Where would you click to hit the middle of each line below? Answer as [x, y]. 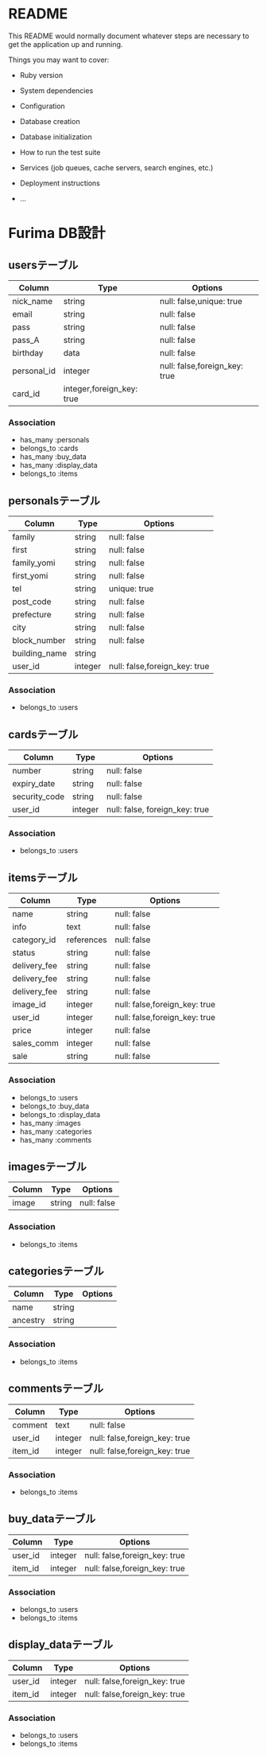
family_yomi [34, 563]
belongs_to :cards [49, 448]
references [87, 940]
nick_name [33, 301]
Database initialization [56, 137]
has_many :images [50, 1123]
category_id [34, 940]
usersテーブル [43, 265]
